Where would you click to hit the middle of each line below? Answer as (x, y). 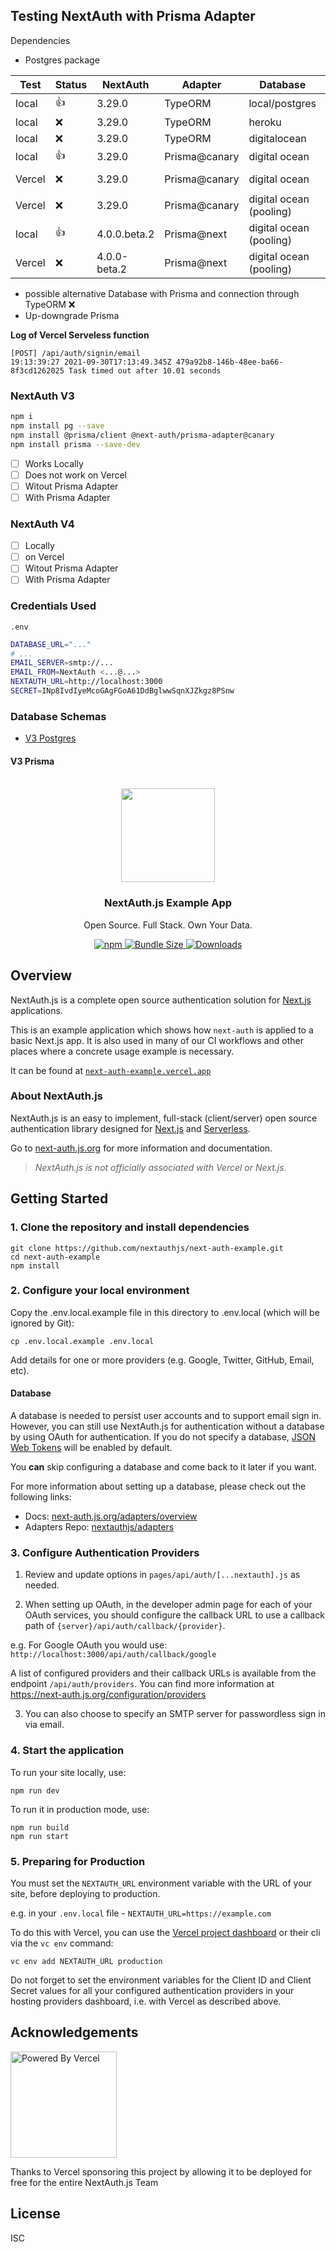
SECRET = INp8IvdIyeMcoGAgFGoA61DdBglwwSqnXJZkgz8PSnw (122, 691)
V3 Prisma (32, 761)
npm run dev (35, 1790)
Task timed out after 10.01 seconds (145, 370)
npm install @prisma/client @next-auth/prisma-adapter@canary (142, 435)
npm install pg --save (57, 425)
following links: (41, 1497)
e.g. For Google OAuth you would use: (89, 1645)
